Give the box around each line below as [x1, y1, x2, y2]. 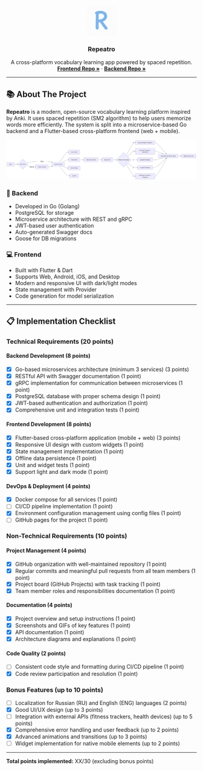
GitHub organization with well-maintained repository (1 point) [14, 560, 167, 568]
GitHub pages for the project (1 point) [14, 516, 108, 523]
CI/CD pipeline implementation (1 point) [14, 503, 113, 510]
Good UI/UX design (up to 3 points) [14, 706, 103, 713]
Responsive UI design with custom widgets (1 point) [14, 441, 144, 448]
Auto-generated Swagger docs [14, 229, 92, 236]
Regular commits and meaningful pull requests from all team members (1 [14, 567, 196, 574]
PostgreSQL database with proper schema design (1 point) [14, 393, 161, 400]
